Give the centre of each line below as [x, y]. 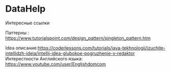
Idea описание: [22, 48]
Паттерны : [17, 32]
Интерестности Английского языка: [44, 58]
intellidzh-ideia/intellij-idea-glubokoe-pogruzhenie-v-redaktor [70, 53]
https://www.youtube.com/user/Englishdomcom [55, 64]
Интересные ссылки [27, 23]
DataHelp [25, 9]
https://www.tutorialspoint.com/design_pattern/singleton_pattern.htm [78, 38]
